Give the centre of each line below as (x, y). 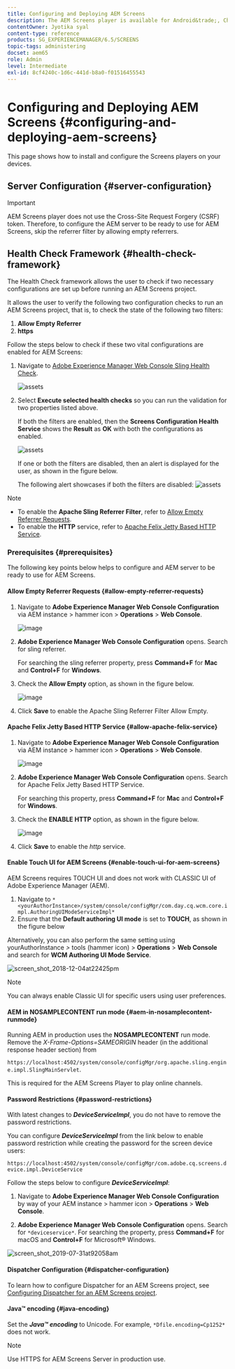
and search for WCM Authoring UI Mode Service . (79, 955)
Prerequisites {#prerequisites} (60, 552)
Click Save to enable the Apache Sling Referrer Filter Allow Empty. (113, 710)
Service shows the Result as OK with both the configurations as (110, 429)
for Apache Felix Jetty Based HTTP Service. (81, 784)
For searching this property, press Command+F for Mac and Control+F (120, 798)
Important (21, 203)
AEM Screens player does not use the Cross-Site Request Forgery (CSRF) (114, 217)
